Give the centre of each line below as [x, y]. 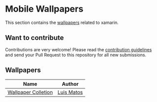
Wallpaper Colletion [30, 92]
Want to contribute [34, 38]
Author [70, 84]
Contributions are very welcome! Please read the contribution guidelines [78, 49]
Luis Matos [70, 92]
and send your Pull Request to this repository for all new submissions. [76, 55]
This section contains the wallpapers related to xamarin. [62, 22]
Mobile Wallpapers [44, 9]
